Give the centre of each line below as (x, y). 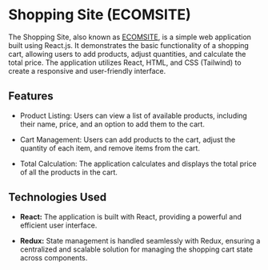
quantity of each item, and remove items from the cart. (110, 148)
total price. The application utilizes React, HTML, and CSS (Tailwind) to (125, 62)
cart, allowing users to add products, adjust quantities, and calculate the (127, 54)
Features (31, 97)
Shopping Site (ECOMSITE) (100, 15)
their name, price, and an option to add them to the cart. (112, 124)
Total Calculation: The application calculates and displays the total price (138, 163)
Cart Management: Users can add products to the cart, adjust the (128, 139)
